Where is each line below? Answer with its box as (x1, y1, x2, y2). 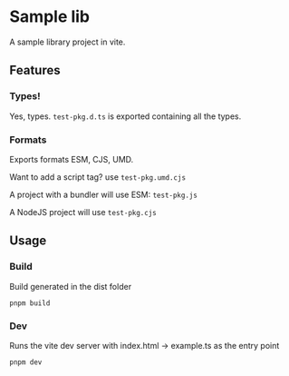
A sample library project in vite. (9, 36, 126, 47)
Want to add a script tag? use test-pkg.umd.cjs (9, 171, 187, 183)
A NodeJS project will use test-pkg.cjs (9, 206, 157, 217)
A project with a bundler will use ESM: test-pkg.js (9, 189, 197, 200)
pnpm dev (9, 357, 43, 367)
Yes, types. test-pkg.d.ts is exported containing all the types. (9, 111, 242, 122)
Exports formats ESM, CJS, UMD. (9, 153, 134, 164)
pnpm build (9, 298, 51, 308)
